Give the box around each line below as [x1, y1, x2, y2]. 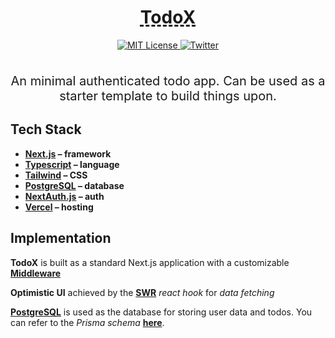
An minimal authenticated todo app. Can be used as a [10, 72, 326, 89]
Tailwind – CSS [24, 169, 88, 181]
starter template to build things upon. [59, 87, 277, 104]
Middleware [10, 267, 62, 279]
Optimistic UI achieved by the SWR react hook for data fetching [10, 286, 275, 298]
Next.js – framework [24, 147, 112, 160]
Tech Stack [10, 121, 82, 138]
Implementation [10, 230, 112, 247]
